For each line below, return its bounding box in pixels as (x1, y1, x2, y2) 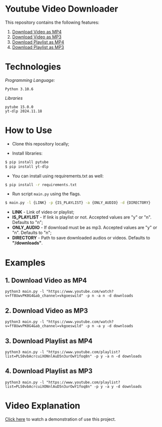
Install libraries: (12, 150, 43, 156)
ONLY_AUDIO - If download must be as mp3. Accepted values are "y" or (12, 224, 158, 231)
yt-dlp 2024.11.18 (5, 109, 42, 113)
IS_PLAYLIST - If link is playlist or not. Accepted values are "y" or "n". (12, 214, 152, 220)
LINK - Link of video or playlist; (12, 209, 74, 215)
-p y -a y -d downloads (94, 384, 142, 389)
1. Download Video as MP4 (5, 276, 87, 285)
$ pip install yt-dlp (5, 164, 49, 169)
